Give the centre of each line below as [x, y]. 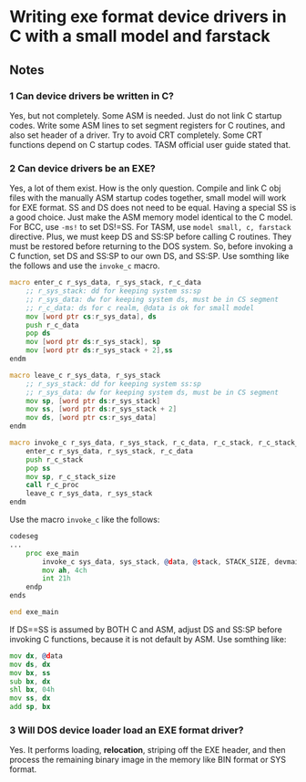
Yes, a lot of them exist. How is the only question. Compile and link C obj [145, 188]
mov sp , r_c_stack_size [71, 476]
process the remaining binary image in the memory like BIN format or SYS [148, 760]
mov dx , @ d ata [36, 656]
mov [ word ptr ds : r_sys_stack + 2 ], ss [99, 350]
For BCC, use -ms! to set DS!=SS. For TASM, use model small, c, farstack [150, 227]
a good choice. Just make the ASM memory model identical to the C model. [151, 217]
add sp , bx [30, 707]
